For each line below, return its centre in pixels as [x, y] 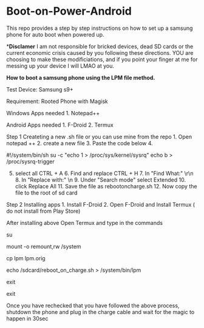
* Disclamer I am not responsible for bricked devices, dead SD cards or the [100, 46]
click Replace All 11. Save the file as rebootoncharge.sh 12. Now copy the [106, 186]
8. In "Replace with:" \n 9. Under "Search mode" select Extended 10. [100, 180]
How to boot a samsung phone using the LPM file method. [81, 77]
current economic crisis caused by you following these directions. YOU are [100, 52]
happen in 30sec [27, 318]
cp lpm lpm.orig [26, 258]
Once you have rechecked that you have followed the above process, [93, 305]
